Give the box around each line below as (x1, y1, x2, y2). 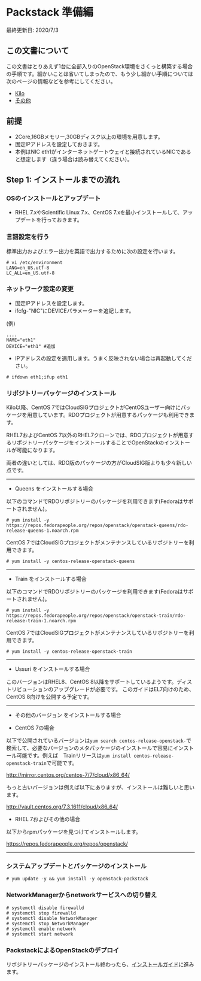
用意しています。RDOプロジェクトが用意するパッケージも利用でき (26, 411, 190, 419)
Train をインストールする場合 (14, 576, 87, 583)
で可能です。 (46, 759, 78, 767)
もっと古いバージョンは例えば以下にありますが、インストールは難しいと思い (6, 784, 195, 791)
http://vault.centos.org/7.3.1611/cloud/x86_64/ (6, 803, 118, 810)
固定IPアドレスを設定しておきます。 (14, 140, 103, 147)
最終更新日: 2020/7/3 (6, 26, 59, 34)
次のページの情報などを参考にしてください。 (6, 77, 116, 84)
